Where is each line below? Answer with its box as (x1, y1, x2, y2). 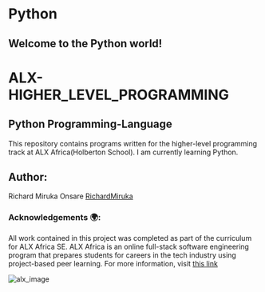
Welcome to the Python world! (8, 37, 163, 50)
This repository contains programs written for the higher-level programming (8, 138, 258, 148)
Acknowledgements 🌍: (8, 212, 101, 223)
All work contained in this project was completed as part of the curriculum (8, 233, 252, 242)
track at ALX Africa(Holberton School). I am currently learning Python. (8, 147, 239, 157)
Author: (8, 170, 48, 184)
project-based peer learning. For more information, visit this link (8, 258, 218, 268)
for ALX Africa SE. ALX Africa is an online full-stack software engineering (8, 242, 250, 251)
